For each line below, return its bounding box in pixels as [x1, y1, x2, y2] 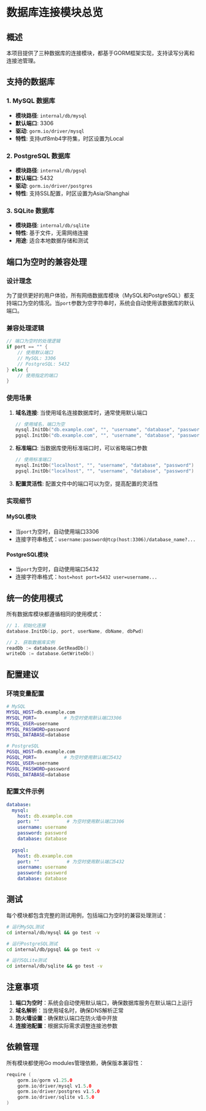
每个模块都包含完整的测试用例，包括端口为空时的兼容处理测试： [6, 912, 167, 919]
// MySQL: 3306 [17, 355, 56, 361]
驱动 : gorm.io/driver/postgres [15, 182, 93, 189]
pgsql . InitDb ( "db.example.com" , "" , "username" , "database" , [15, 432, 175, 439]
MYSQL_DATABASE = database [6, 732, 70, 738]
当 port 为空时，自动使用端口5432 [15, 566, 99, 573]
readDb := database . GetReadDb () [6, 645, 89, 651]
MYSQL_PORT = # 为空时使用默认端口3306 [6, 715, 122, 721]
